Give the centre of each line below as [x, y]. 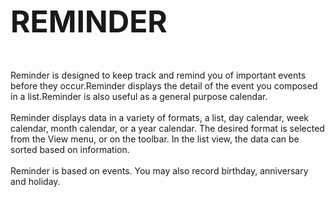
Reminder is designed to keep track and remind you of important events [158, 75]
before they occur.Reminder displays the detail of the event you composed [164, 86]
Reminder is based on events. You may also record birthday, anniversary [159, 171]
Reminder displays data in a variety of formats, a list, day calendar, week [160, 117]
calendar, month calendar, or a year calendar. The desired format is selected [167, 128]
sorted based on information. [70, 149]
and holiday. [35, 181]
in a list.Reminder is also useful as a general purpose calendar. [139, 96]
